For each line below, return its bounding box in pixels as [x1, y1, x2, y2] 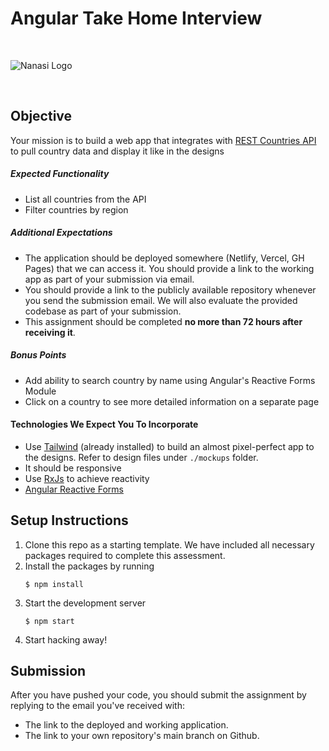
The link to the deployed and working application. [24, 719, 229, 731]
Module [24, 385, 57, 397]
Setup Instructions [10, 512, 129, 529]
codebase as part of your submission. [24, 305, 182, 317]
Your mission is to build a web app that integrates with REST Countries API [10, 134, 317, 146]
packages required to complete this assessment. [24, 549, 226, 561]
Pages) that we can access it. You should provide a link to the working [24, 262, 315, 274]
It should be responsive [24, 462, 122, 474]
